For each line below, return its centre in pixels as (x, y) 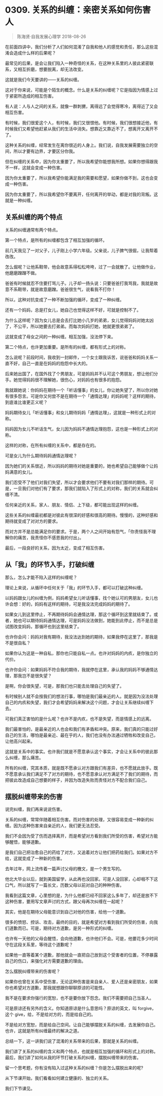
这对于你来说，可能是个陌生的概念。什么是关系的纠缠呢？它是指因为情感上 (79, 90)
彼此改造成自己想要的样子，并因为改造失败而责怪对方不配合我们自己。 (79, 780)
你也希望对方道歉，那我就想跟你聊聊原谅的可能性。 (56, 988)
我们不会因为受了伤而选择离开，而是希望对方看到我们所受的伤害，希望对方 (79, 836)
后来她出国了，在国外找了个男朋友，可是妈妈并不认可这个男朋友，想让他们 (79, 373)
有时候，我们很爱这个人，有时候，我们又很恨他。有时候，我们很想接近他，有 (81, 122)
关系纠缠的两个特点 (34, 217)
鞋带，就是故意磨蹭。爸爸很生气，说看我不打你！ (66, 289)
